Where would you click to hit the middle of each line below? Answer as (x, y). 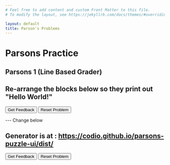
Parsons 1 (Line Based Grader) (54, 72)
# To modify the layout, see (36, 15)
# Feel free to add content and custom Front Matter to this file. (78, 10)
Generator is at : (31, 136)
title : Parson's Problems (32, 28)
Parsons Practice (42, 53)
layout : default (22, 24)
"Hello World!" (29, 97)
